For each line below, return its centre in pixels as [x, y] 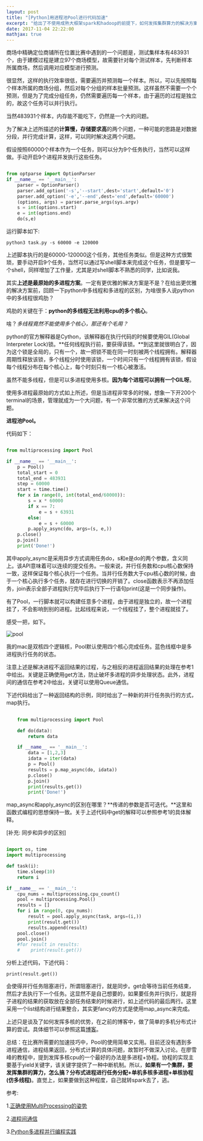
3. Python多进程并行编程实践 [41, 1132]
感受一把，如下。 [27, 621]
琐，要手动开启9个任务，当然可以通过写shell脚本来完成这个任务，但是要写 [98, 262]
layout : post [23, 12]
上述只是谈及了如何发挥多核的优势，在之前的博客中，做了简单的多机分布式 [99, 1022]
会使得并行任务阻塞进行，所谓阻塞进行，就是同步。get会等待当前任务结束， [100, 986]
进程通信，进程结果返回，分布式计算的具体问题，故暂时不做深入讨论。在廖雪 [101, 1050]
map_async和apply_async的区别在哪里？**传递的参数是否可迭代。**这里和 [99, 805]
